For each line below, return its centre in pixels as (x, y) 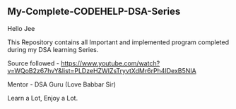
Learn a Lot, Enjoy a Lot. (43, 98)
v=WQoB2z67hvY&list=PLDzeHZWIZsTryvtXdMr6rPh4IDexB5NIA (102, 70)
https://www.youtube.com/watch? (111, 63)
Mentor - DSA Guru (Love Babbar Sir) (62, 84)
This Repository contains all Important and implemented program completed (118, 42)
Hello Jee (21, 28)
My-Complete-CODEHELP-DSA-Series (94, 12)
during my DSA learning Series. (53, 49)
